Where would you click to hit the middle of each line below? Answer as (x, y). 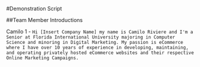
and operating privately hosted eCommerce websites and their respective (100, 53)
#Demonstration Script (34, 9)
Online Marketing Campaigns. (43, 58)
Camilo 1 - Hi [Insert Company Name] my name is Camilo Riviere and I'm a (100, 31)
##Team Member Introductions (44, 20)
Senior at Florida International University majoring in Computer (91, 37)
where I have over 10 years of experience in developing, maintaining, (97, 47)
